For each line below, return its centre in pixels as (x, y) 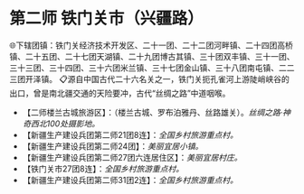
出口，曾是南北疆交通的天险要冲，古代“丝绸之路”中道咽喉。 (120, 93)
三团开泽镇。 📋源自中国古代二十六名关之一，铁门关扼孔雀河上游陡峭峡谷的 (149, 79)
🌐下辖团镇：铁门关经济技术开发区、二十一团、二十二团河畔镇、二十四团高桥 (152, 45)
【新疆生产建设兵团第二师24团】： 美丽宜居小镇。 (113, 146)
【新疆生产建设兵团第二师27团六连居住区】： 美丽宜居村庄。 (132, 157)
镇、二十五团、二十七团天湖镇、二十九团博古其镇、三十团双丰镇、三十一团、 (152, 56)
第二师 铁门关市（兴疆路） (106, 18)
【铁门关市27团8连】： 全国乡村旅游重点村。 (103, 169)
